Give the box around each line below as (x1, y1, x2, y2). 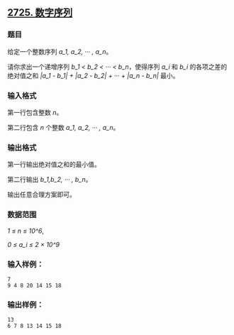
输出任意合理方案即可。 (7, 190, 76, 199)
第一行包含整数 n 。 (7, 108, 63, 116)
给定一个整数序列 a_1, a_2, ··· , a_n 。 (7, 47, 113, 55)
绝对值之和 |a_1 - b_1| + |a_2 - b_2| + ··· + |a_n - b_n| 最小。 (7, 71, 179, 79)
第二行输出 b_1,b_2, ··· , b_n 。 (7, 175, 92, 184)
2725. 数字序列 (7, 6, 73, 19)
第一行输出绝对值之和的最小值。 (7, 160, 101, 169)
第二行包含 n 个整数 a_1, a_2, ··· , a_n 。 (7, 123, 120, 131)
